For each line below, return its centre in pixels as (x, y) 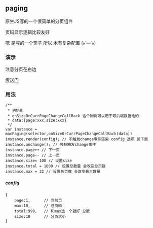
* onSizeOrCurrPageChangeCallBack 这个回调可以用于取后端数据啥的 (73, 116)
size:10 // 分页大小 (40, 217)
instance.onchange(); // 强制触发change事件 (51, 145)
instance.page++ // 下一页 (32, 150)
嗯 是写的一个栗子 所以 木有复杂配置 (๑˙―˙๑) (51, 43)
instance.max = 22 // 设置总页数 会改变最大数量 (53, 172)
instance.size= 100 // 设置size (39, 161)
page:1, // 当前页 (38, 201)
